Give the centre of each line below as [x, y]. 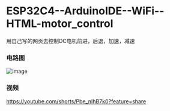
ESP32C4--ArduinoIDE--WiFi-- [85, 11]
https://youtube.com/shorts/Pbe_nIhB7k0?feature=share [76, 101]
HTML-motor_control [60, 24]
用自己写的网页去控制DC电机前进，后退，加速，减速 [71, 41]
